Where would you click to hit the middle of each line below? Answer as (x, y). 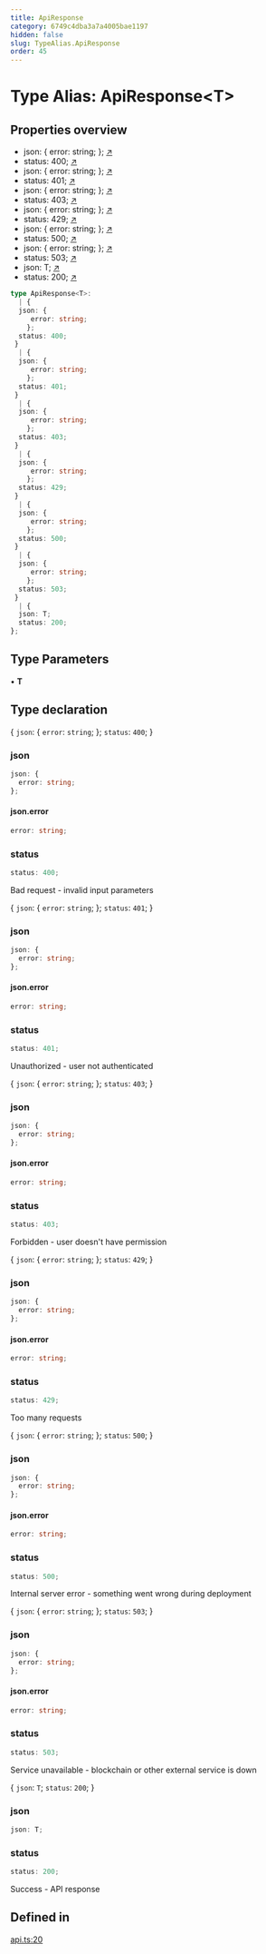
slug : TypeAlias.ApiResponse (65, 43)
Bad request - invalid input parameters (82, 889)
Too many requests (46, 1418)
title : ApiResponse (47, 18)
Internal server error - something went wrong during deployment (131, 1594)
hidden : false (37, 34)
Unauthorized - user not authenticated (82, 1065)
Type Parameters (60, 659)
